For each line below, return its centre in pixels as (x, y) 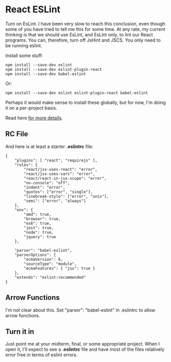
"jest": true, (39, 228)
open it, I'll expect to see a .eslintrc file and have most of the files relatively (85, 349)
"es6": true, (38, 223)
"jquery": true (40, 237)
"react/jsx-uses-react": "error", (61, 169)
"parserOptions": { (35, 255)
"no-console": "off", (47, 183)
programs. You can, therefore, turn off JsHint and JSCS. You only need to (83, 40)
